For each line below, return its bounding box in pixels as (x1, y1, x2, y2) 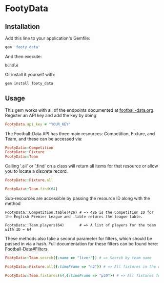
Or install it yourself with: (5, 71, 55, 77)
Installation (5, 22, 40, 31)
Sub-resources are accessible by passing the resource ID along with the (5, 195, 150, 201)
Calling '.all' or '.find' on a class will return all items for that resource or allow (5, 163, 158, 169)
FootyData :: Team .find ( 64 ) (5, 186, 58, 192)
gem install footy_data (5, 81, 54, 86)
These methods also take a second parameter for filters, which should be (5, 235, 153, 242)
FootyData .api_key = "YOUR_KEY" (5, 121, 71, 127)
